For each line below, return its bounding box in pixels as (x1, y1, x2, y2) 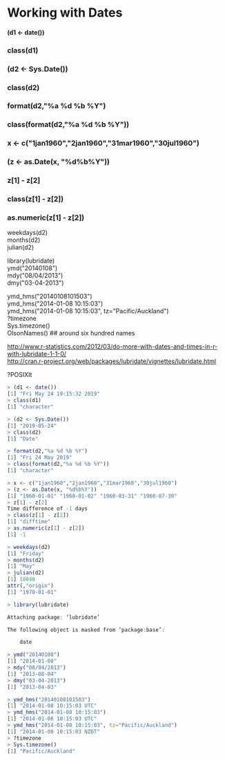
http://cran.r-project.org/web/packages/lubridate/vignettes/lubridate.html (7, 357, 216, 365)
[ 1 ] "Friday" (7, 550, 45, 557)
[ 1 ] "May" (7, 563, 36, 570)
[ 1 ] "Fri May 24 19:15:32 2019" (7, 390, 100, 398)
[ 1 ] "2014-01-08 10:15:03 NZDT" (7, 728, 100, 735)
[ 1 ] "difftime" (7, 518, 51, 525)
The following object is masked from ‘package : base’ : (7, 626, 166, 633)
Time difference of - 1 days (7, 505, 88, 512)
